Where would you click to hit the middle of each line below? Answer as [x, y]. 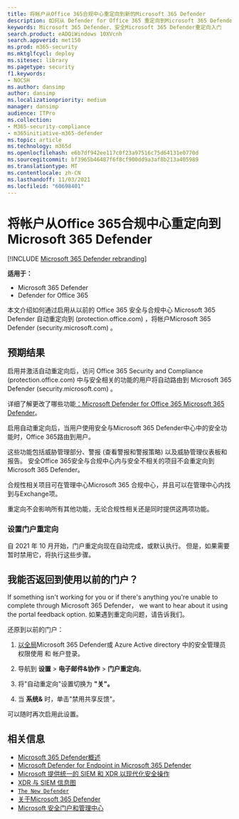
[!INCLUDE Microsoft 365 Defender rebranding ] [77, 259]
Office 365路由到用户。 [60, 437]
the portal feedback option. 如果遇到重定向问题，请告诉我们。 [98, 615]
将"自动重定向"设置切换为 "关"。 [65, 684]
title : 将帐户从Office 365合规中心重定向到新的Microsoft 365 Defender [107, 14]
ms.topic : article [34, 140]
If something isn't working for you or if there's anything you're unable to [113, 597]
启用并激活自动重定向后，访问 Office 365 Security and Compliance [105, 371]
